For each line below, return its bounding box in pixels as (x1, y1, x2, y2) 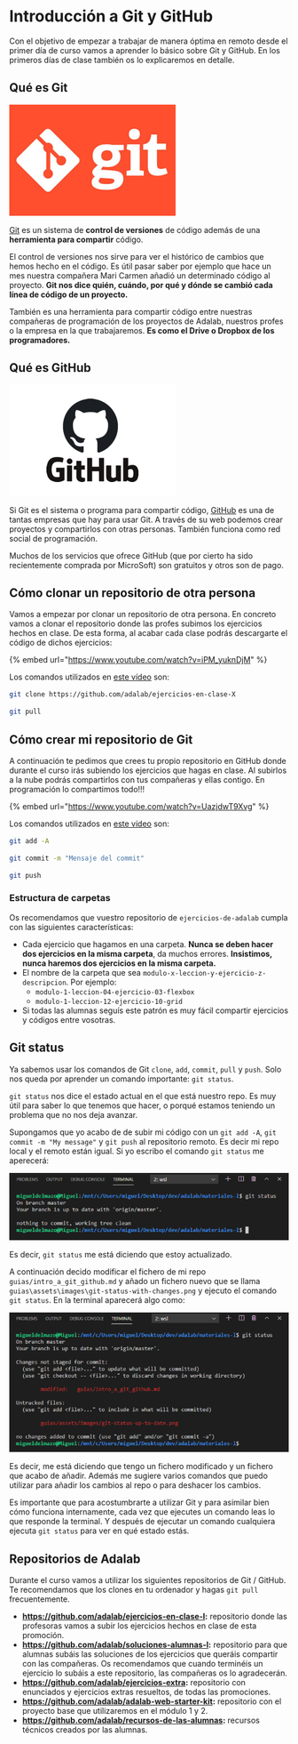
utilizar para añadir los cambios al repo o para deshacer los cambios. (9, 1480, 262, 1491)
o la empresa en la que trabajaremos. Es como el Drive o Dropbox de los (9, 325, 275, 335)
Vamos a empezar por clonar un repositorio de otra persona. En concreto (9, 609, 277, 620)
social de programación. (9, 533, 98, 543)
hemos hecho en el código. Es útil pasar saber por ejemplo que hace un (9, 261, 272, 271)
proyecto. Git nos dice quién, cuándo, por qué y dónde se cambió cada (9, 279, 273, 290)
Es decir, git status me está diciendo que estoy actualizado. (9, 1250, 232, 1260)
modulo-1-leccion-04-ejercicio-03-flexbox (35, 987, 195, 997)
